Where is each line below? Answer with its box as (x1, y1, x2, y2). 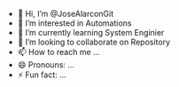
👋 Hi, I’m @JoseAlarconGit (17, 9, 114, 19)
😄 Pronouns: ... (17, 59, 75, 70)
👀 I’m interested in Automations (17, 18, 132, 28)
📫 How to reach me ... (17, 47, 100, 57)
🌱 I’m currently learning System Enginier (17, 28, 165, 37)
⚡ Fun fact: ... (17, 69, 66, 80)
